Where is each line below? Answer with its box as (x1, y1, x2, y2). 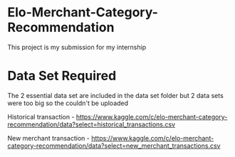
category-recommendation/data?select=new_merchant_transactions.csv (7, 141, 221, 150)
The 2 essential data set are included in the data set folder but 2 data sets (7, 91, 224, 99)
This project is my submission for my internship (7, 43, 147, 51)
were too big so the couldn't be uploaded (7, 99, 129, 107)
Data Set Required (7, 68, 117, 84)
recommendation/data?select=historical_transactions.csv (7, 120, 176, 129)
